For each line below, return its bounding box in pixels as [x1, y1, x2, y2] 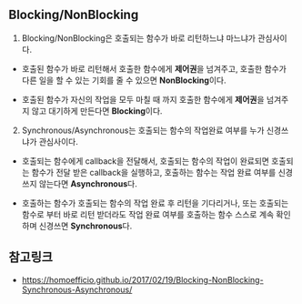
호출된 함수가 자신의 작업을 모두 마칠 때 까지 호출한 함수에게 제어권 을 [21, 94, 265, 105]
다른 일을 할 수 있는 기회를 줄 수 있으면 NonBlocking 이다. [21, 75, 226, 86]
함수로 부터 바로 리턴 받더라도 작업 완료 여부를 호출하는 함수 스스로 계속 [21, 208, 275, 219]
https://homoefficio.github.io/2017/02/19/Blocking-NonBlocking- [21, 274, 265, 285]
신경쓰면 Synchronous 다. [38, 220, 133, 231]
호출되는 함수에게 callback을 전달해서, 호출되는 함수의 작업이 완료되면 [21, 155, 270, 167]
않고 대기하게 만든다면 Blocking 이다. [31, 105, 163, 117]
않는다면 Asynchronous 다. [38, 177, 137, 189]
